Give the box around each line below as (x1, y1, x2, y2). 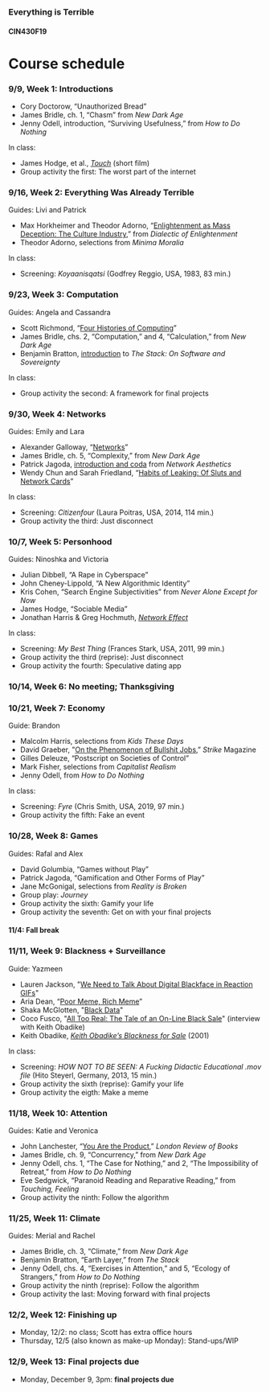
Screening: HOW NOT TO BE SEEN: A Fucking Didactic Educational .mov (19, 1061, 262, 1071)
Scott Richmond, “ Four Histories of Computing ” (19, 322, 177, 332)
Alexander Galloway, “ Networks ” (19, 441, 129, 452)
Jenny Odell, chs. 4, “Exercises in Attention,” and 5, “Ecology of (19, 1263, 231, 1273)
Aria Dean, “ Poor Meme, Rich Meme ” (19, 996, 143, 1006)
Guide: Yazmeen (8, 963, 63, 973)
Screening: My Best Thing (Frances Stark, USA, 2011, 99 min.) (19, 644, 225, 654)
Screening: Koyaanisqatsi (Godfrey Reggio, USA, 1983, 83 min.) (19, 269, 231, 279)
